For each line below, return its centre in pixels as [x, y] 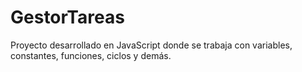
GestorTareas [67, 17]
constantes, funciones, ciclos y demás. [91, 55]
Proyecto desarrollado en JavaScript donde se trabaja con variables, [151, 45]
